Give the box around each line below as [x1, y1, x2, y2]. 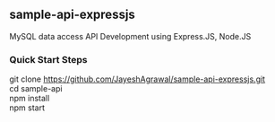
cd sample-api [9, 83, 63, 94]
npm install [9, 93, 50, 104]
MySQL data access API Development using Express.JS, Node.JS [9, 30, 252, 41]
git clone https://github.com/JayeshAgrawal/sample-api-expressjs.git [9, 74, 266, 84]
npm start [9, 102, 46, 113]
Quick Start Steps [9, 53, 88, 65]
